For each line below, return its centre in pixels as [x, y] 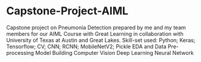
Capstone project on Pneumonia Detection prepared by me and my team [96, 27]
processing [20, 52]
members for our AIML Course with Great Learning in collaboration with [95, 33]
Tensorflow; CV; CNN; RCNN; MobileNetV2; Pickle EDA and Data [86, 46]
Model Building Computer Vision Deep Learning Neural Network [114, 52]
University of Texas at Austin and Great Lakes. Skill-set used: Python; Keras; [101, 40]
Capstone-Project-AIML [67, 11]
